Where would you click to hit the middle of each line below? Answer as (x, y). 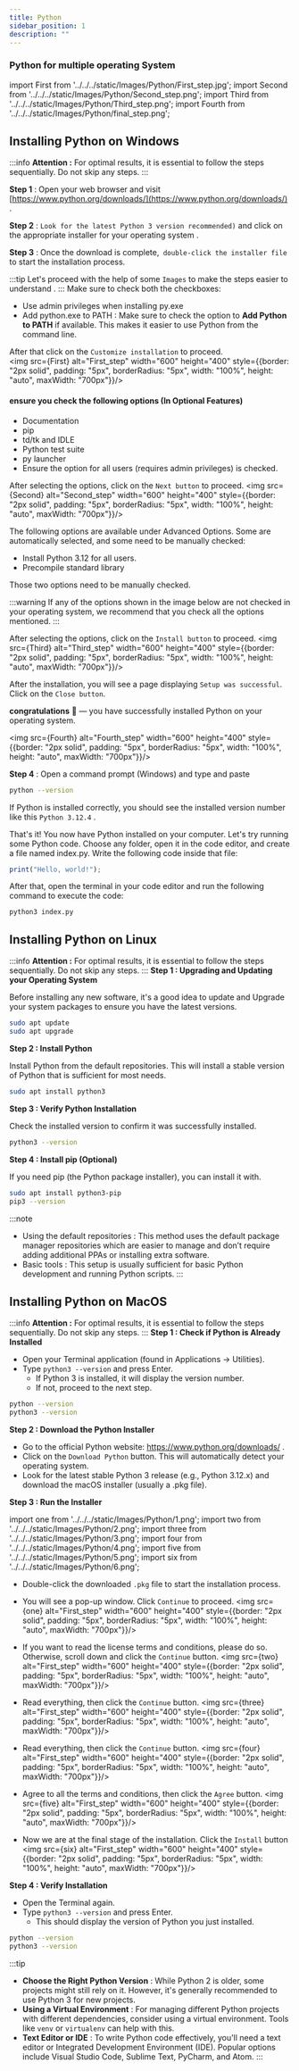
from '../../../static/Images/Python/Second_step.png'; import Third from (139, 94)
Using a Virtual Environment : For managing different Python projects (150, 2009)
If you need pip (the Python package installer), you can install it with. (135, 1177)
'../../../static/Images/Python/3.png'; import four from (106, 1539)
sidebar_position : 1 (48, 26)
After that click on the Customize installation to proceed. (116, 352)
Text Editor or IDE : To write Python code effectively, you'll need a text (151, 2037)
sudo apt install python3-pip (66, 1193)
